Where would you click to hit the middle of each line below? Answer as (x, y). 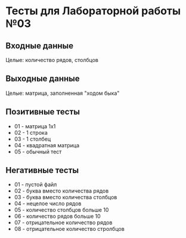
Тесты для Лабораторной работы (93, 11)
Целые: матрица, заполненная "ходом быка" (63, 93)
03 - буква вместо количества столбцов (66, 197)
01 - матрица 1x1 (35, 126)
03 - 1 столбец (32, 139)
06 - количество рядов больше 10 (57, 217)
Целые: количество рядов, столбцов (52, 60)
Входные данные (40, 46)
